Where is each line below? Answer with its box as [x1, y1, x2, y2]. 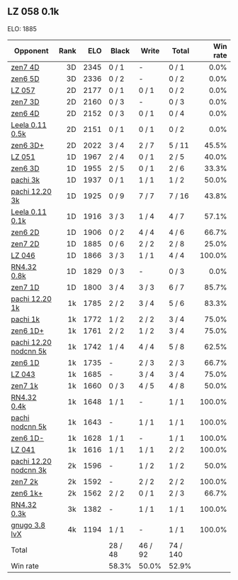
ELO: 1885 [7, 24, 37, 33]
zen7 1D [11, 282, 40, 292]
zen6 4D [11, 108, 40, 118]
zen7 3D [11, 97, 40, 106]
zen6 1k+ [11, 488, 43, 498]
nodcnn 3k [11, 465, 47, 475]
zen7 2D [11, 239, 40, 248]
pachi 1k [11, 314, 40, 324]
